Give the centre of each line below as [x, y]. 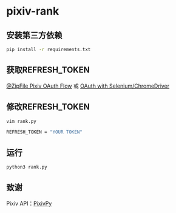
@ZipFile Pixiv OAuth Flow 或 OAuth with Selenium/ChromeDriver [88, 86]
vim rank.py [21, 121]
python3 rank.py [27, 167]
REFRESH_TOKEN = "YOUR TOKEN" [45, 132]
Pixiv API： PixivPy [29, 203]
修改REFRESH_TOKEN [48, 107]
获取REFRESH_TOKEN [48, 70]
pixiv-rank [33, 11]
